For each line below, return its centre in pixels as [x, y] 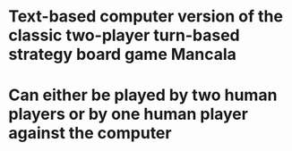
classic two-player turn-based [124, 35]
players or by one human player [128, 114]
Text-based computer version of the [146, 17]
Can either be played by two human [143, 95]
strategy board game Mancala [122, 55]
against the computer [90, 134]
